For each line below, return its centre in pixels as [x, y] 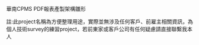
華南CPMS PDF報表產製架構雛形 [46, 9]
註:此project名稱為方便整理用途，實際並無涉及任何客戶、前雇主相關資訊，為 [100, 22]
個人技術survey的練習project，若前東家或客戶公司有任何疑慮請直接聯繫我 [97, 29]
